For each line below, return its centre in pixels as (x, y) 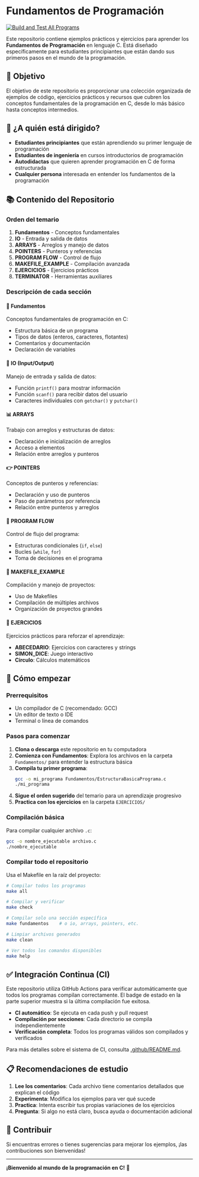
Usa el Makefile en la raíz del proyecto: (54, 875)
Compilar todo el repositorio (47, 862)
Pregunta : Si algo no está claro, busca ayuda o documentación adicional (103, 1111)
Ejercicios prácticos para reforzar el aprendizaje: (65, 636)
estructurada (30, 168)
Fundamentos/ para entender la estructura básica (73, 762)
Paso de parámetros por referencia (57, 501)
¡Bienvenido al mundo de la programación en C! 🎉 (68, 1168)
